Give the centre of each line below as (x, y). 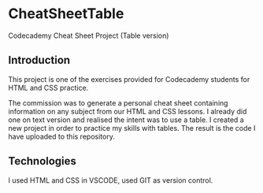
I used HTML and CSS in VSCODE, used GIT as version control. (111, 180)
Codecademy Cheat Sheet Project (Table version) (89, 35)
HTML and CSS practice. (48, 87)
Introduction (39, 60)
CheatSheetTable (66, 14)
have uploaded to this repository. (62, 136)
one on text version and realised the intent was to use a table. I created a (126, 120)
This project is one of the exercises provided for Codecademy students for (129, 79)
